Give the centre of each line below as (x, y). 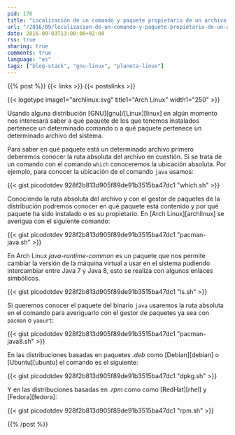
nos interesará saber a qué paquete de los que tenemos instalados (103, 121)
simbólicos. (24, 278)
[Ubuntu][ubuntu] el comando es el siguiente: (73, 362)
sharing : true (28, 46)
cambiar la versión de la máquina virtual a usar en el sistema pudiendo (109, 263)
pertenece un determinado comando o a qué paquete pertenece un (105, 128)
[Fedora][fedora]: (32, 396)
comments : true (29, 53)
